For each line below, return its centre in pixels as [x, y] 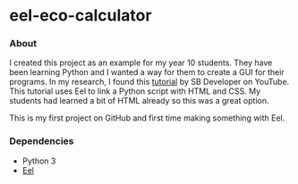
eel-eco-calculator [81, 16]
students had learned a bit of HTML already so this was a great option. [139, 101]
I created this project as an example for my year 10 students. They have [141, 63]
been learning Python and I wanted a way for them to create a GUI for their [147, 72]
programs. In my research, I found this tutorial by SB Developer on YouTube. [149, 82]
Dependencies [42, 141]
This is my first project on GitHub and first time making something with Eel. [147, 118]
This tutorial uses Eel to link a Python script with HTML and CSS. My [135, 91]
